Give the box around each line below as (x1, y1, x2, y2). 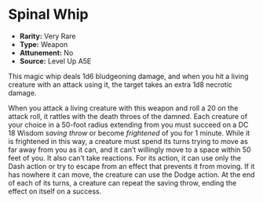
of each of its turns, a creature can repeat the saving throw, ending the (8, 178, 237, 187)
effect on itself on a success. (8, 186, 102, 196)
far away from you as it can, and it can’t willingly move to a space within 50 (8, 145, 251, 154)
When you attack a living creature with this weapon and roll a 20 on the (8, 103, 239, 113)
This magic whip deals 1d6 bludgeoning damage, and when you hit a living (8, 71, 249, 81)
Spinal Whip (8, 5, 89, 23)
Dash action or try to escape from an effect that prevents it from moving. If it (8, 161, 255, 171)
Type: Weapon (19, 39, 68, 49)
